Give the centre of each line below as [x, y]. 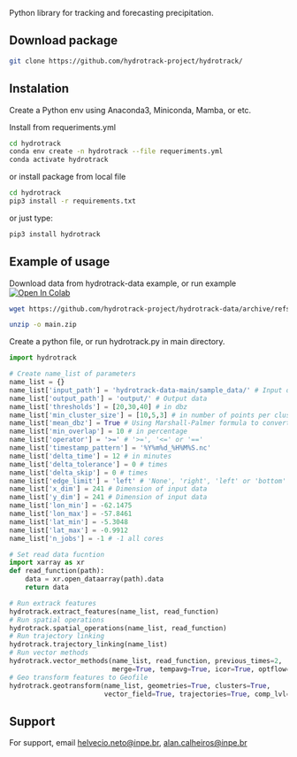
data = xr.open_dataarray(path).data [95, 579]
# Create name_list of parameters [73, 374]
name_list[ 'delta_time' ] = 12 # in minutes [91, 456]
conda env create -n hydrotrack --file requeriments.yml [116, 151]
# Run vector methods [49, 653]
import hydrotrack [43, 358]
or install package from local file [68, 177]
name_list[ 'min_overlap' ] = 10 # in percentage [99, 432]
